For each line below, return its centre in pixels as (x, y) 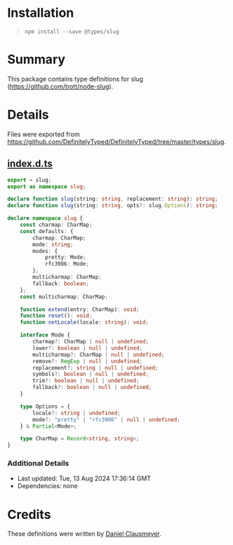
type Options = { (45, 406)
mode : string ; (53, 244)
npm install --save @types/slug (72, 32)
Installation (41, 13)
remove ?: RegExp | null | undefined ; (87, 361)
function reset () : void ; (56, 316)
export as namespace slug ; (47, 186)
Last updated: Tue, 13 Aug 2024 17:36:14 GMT (84, 478)
